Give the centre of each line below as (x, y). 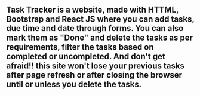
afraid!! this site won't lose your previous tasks (96, 66)
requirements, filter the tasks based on (80, 47)
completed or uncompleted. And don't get (86, 56)
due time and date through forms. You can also (95, 28)
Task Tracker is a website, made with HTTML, (93, 10)
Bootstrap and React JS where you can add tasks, (100, 19)
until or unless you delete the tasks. (74, 85)
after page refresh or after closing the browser (94, 75)
